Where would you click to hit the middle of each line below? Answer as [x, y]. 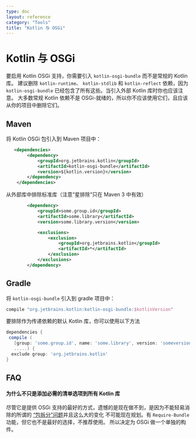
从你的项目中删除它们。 [34, 105]
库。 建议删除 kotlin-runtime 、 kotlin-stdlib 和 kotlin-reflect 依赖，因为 [97, 83]
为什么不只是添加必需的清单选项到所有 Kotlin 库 [63, 393]
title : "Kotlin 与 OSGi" [36, 28]
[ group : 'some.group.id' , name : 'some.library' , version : [86, 343]
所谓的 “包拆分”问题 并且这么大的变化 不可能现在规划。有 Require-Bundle [103, 415]
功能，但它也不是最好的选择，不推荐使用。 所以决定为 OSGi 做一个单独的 [94, 422]
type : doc [18, 11]
